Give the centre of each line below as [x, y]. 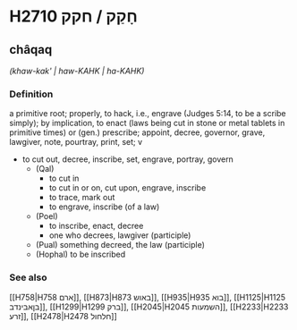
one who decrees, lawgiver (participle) [120, 235]
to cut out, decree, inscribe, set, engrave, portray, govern [128, 159]
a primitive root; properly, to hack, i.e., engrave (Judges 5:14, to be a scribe [148, 114]
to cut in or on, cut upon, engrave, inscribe [127, 188]
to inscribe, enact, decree [96, 226]
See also [28, 277]
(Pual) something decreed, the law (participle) [120, 245]
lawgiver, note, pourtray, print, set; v [76, 142]
